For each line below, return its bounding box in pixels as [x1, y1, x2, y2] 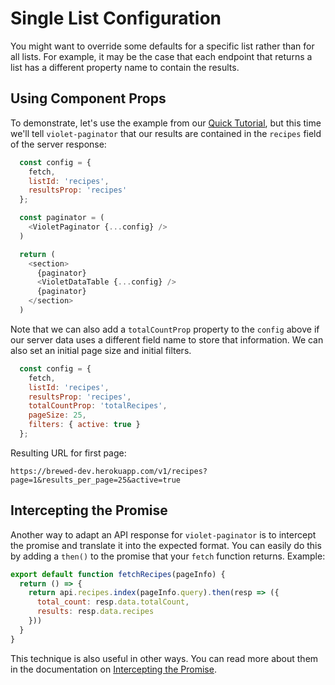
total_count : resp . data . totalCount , [36, 597, 190, 607]
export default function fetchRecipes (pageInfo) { [10, 569, 226, 579]
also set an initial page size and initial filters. [10, 344, 192, 356]
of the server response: [10, 138, 107, 150]
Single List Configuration [10, 7, 222, 30]
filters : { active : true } [28, 420, 141, 430]
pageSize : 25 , [28, 410, 87, 421]
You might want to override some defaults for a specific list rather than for [10, 40, 315, 52]
